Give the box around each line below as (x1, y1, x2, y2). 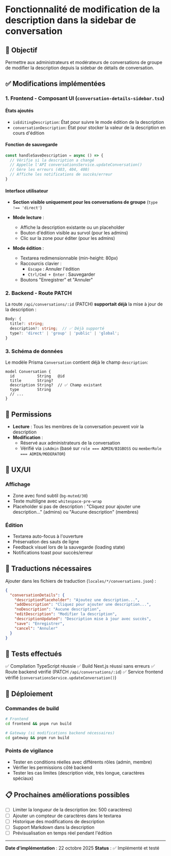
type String (10, 387, 51, 392)
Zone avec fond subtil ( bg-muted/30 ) (12, 492, 88, 498)
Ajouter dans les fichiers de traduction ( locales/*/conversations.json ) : (5, 578, 156, 584)
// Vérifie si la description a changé (10, 158, 95, 163)
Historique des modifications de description (12, 818, 105, 824)
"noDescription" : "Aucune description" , (14, 607, 101, 612)
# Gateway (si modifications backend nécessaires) (5, 730, 115, 735)
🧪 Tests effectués (5, 649, 62, 658)
